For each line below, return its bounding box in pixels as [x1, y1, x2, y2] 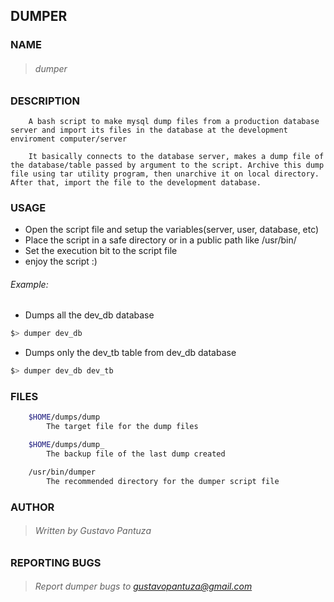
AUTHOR [10, 500, 55, 514]
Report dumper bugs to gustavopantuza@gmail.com [34, 580, 253, 593]
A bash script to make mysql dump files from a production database [28, 116, 320, 126]
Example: [10, 278, 49, 290]
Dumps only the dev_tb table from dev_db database [24, 347, 237, 359]
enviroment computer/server [10, 134, 128, 144]
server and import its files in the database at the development [10, 125, 288, 135]
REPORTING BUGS [10, 555, 102, 569]
